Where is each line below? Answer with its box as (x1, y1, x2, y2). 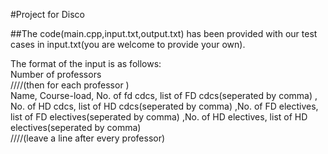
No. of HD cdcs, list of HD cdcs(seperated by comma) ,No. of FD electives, (10, 100, 319, 112)
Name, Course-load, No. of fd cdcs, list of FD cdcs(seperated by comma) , (10, 90, 318, 101)
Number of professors (10, 69, 102, 80)
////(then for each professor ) (10, 79, 130, 91)
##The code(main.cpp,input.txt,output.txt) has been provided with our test (10, 28, 318, 39)
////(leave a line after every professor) (10, 132, 166, 144)
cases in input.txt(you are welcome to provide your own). (10, 39, 246, 50)
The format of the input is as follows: (10, 58, 162, 69)
